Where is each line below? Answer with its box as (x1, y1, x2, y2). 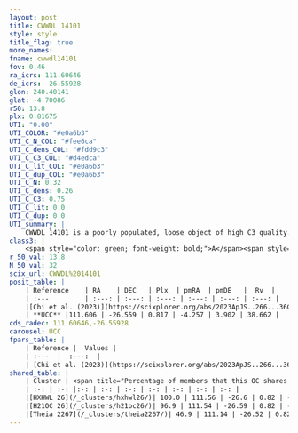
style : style (9, 29, 58, 38)
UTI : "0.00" (9, 121, 53, 130)
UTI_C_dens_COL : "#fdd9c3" (9, 145, 109, 154)
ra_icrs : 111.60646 (9, 71, 82, 80)
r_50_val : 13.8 (9, 253, 66, 262)
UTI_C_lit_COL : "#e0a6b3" (9, 162, 105, 171)
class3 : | (9, 237, 46, 245)
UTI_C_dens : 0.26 (9, 187, 74, 196)
